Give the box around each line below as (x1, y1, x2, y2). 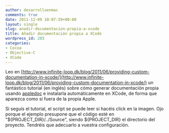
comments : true (5, 12, 38, 17)
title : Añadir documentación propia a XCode (5, 31, 102, 36)
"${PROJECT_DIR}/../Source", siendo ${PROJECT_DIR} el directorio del (5, 117, 155, 123)
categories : (5, 41, 31, 46)
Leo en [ (5, 69, 23, 75)
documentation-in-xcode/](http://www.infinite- (5, 74, 104, 81)
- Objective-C (5, 50, 36, 55)
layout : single (5, 21, 38, 27)
